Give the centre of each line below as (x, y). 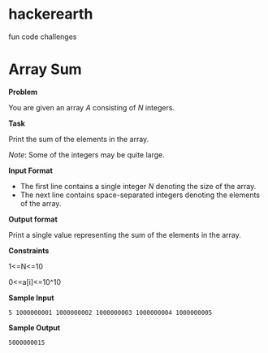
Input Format (30, 170)
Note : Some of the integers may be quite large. (86, 154)
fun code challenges (43, 37)
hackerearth (51, 14)
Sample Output (35, 327)
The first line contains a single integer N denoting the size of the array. (138, 186)
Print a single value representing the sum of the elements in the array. (125, 235)
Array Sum (45, 69)
